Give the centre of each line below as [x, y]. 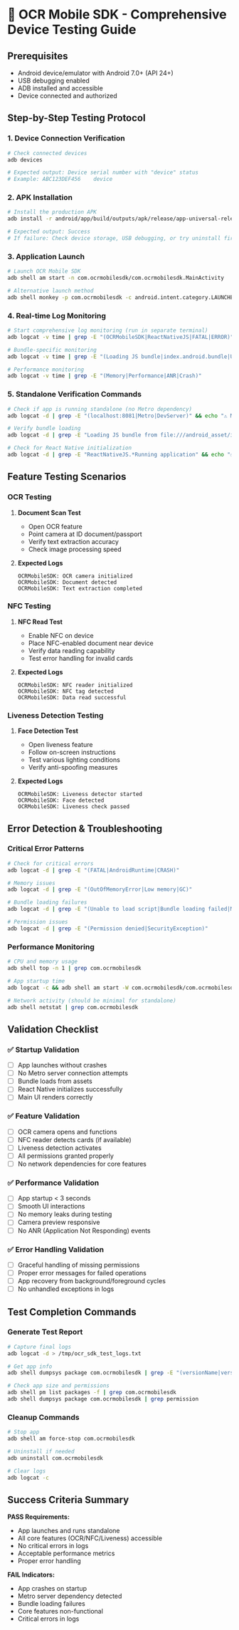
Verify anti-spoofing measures [73, 768]
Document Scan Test [49, 513]
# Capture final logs [39, 1347]
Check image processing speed [75, 549]
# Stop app [23, 1432]
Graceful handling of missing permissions [79, 1265]
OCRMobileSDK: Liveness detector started [80, 794]
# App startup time [36, 981]
